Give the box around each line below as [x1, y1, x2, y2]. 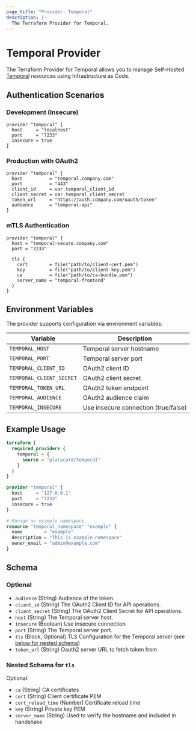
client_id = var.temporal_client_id [11, 186, 114, 192]
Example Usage [6, 424, 66, 434]
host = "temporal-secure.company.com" [11, 240, 109, 246]
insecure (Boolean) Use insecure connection [14, 620, 126, 627]
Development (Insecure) [6, 108, 79, 116]
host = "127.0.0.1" [11, 490, 71, 497]
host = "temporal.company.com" [11, 176, 114, 182]
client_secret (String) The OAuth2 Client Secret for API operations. [14, 607, 183, 614]
